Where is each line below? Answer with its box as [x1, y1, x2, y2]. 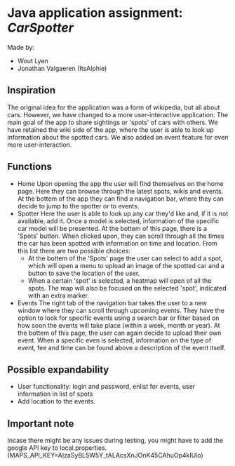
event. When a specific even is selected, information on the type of [17, 335, 212, 345]
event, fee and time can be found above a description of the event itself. [17, 343, 226, 352]
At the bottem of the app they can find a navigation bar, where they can [17, 194, 224, 203]
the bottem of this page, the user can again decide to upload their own [17, 328, 222, 337]
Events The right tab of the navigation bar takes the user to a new [17, 298, 207, 307]
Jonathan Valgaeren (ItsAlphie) [17, 64, 107, 72]
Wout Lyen [17, 56, 49, 65]
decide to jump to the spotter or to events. [17, 201, 140, 210]
